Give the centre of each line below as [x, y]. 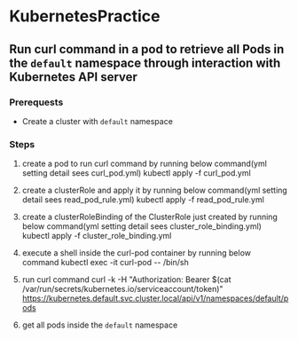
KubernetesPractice [85, 16]
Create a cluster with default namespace [97, 121]
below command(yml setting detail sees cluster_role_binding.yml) [141, 226]
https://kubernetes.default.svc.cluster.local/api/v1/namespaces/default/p [155, 298]
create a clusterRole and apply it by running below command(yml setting [155, 190]
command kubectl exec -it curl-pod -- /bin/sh [105, 263]
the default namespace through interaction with [145, 63]
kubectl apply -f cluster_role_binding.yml [97, 236]
